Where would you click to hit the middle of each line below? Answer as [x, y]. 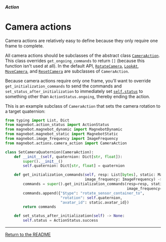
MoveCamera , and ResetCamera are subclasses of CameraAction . [67, 71]
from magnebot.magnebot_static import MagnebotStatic [62, 134]
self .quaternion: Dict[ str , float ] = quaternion [74, 166]
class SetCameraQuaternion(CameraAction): [49, 152]
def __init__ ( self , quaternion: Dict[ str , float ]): [68, 157]
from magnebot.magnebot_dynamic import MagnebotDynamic [64, 129]
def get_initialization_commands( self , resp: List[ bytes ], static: [85, 175]
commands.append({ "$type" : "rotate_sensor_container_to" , [84, 193]
